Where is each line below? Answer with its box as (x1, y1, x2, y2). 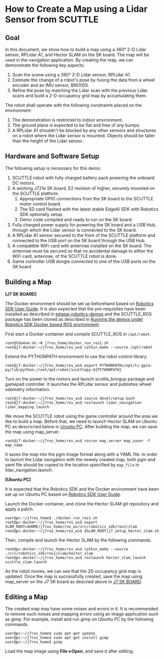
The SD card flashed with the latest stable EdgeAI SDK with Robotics (19, 206, 159, 212)
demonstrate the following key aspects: (5, 63, 85, 68)
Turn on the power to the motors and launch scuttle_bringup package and (5, 376, 155, 382)
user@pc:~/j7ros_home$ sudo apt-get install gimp (5, 635, 109, 640)
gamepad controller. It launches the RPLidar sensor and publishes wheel (5, 381, 152, 387)
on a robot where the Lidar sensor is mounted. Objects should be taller (12, 133, 156, 138)
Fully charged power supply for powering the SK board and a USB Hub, (12, 221, 157, 227)
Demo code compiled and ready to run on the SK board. (19, 217, 133, 222)
